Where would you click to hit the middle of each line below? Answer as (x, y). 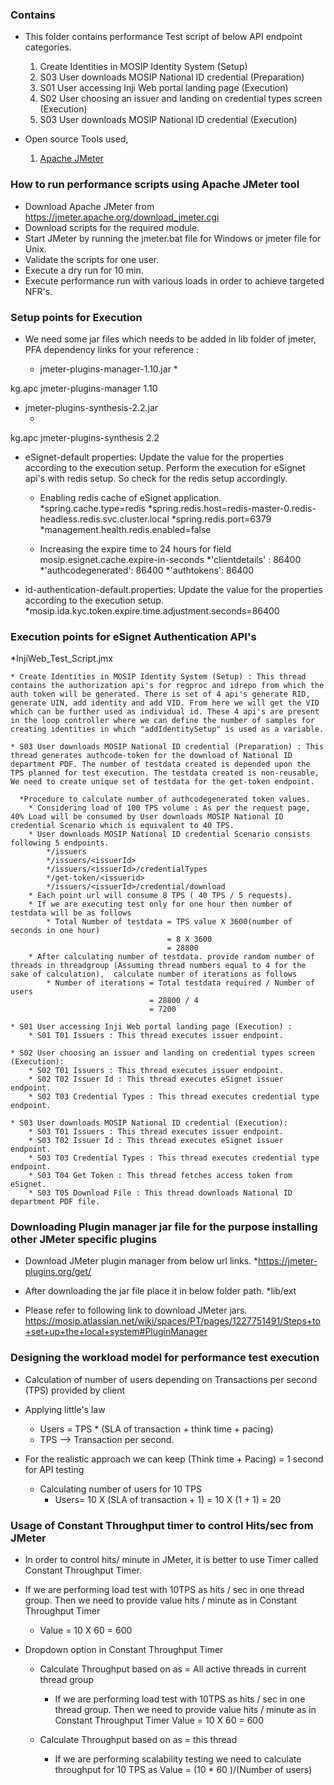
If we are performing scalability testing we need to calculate (178, 1759)
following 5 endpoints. (60, 843)
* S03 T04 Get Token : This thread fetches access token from (160, 1176)
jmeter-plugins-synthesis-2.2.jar (91, 407)
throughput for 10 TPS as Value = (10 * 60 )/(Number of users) (183, 1770)
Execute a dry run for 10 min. (84, 270)
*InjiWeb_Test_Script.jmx (61, 659)
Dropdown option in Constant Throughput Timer (124, 1650)
